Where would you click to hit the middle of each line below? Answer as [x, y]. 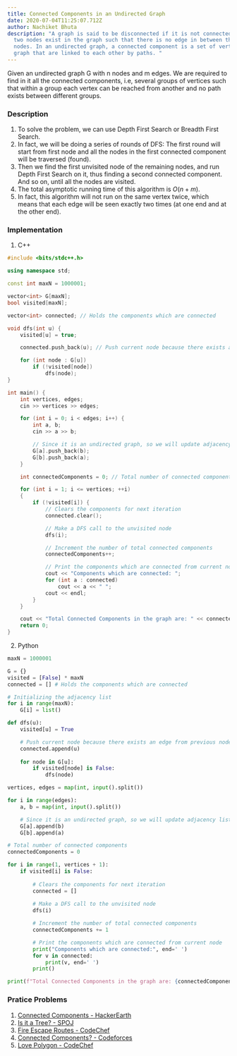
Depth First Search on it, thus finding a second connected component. [120, 174]
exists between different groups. [55, 95]
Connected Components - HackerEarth [74, 1015]
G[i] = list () [41, 710]
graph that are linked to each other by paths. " [88, 54]
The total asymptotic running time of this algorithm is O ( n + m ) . [109, 189]
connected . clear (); [73, 515]
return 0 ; [35, 626]
